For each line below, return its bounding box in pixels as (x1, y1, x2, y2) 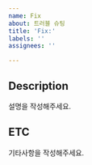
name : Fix (8, 11, 42, 20)
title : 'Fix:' (8, 27, 56, 35)
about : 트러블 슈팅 (8, 19, 65, 27)
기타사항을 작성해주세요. (8, 147, 85, 158)
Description (8, 78, 69, 93)
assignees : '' (8, 42, 56, 50)
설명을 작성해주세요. (8, 101, 71, 111)
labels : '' (8, 34, 45, 43)
